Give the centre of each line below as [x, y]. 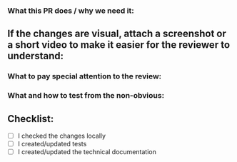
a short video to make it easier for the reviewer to [119, 45]
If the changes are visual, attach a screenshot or [117, 34]
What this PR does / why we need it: [71, 11]
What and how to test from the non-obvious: [86, 96]
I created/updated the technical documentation [87, 152]
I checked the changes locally [61, 136]
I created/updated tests [52, 144]
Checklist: [31, 119]
